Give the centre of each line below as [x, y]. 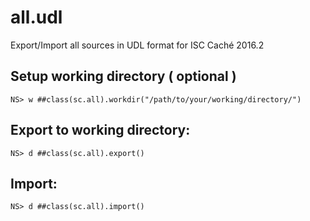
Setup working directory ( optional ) [123, 76]
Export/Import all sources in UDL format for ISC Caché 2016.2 [137, 45]
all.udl [36, 17]
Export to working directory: [100, 130]
